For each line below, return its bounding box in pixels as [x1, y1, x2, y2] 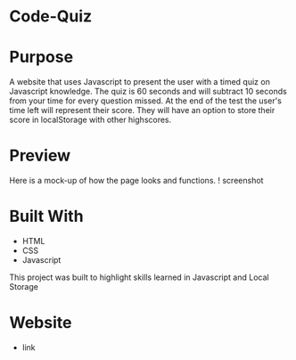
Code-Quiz [9, 6, 93, 27]
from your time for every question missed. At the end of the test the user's [9, 95, 283, 106]
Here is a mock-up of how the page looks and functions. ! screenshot [9, 176, 264, 186]
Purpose [9, 47, 74, 68]
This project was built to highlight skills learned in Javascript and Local [9, 272, 269, 282]
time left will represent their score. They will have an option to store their [9, 105, 275, 116]
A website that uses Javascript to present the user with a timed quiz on [9, 77, 270, 87]
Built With [9, 207, 84, 226]
